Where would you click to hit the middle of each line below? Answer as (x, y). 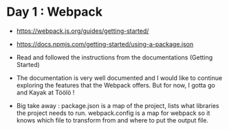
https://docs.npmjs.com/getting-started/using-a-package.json (105, 44)
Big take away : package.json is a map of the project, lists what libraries (118, 105)
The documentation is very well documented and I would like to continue (119, 78)
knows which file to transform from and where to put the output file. (112, 120)
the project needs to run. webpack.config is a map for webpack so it (113, 113)
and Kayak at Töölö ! (45, 92)
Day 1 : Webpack (55, 12)
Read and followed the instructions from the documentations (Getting (115, 57)
